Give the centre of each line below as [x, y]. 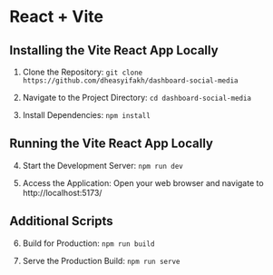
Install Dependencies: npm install [87, 115]
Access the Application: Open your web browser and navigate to [143, 182]
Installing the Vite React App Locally [114, 50]
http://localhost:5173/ [62, 192]
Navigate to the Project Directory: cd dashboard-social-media [137, 98]
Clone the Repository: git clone [83, 72]
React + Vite [57, 17]
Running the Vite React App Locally [111, 144]
